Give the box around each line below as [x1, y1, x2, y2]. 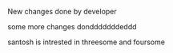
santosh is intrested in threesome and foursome [7, 37, 166, 47]
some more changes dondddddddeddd [7, 22, 137, 31]
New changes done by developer [7, 7, 117, 16]
